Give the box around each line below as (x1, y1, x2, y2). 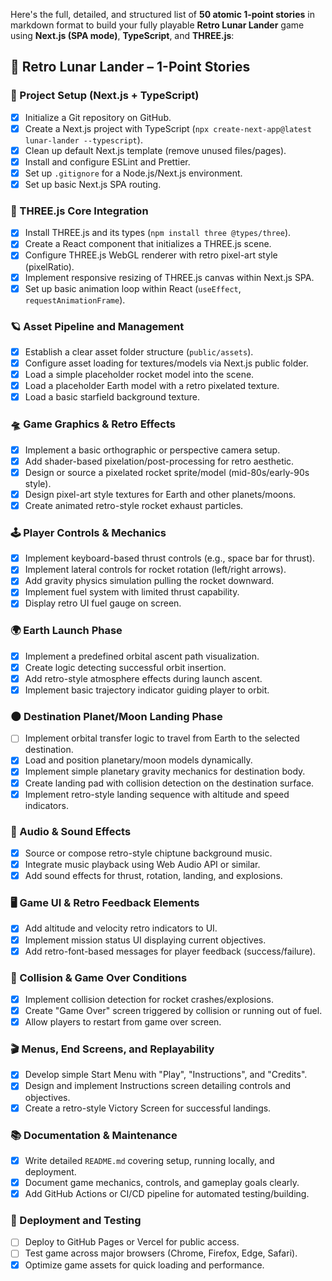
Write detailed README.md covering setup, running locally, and (24, 1154, 275, 1166)
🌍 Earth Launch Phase (10, 624, 123, 638)
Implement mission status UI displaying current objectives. (24, 934, 267, 946)
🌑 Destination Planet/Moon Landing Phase (10, 709, 223, 723)
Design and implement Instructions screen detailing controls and (24, 1080, 292, 1092)
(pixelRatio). (24, 260, 75, 273)
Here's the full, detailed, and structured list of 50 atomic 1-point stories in (10, 9, 315, 20)
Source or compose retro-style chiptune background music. (24, 847, 273, 859)
